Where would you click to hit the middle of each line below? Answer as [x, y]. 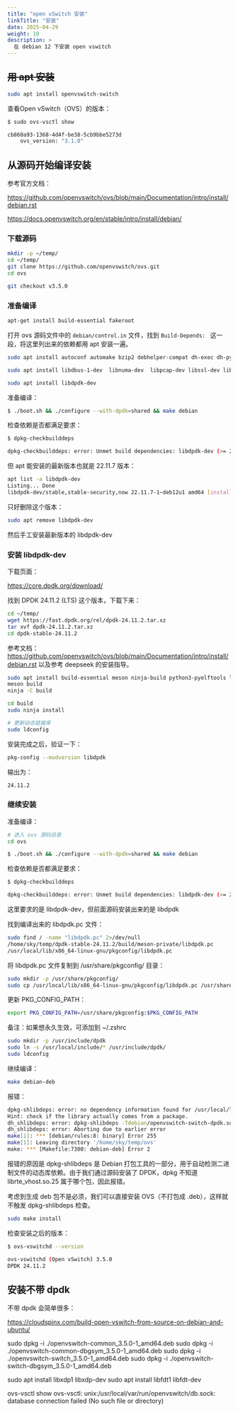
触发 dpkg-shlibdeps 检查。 [53, 1205]
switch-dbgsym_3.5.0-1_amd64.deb [59, 1366]
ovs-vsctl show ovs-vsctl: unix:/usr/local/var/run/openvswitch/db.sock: [112, 1394]
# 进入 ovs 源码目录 [34, 835]
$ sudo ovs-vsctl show [41, 122]
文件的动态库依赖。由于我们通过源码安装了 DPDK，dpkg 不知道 [106, 1172]
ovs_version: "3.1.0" [52, 141]
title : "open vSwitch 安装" [48, 14]
